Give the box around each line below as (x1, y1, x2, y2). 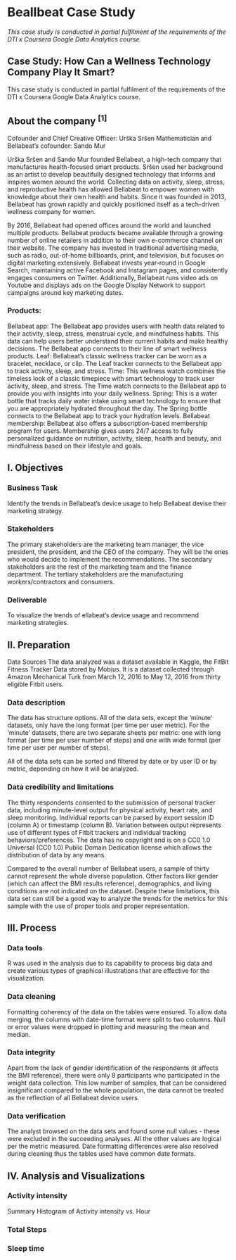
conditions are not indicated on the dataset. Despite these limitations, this (7, 886, 220, 895)
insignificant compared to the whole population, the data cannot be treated (7, 1085, 224, 1095)
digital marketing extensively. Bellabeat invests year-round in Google (7, 258, 206, 267)
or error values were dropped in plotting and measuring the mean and (7, 1022, 209, 1031)
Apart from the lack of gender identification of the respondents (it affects (7, 1064, 219, 1072)
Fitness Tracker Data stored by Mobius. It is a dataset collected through (7, 664, 214, 673)
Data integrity (7, 1047, 55, 1057)
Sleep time (7, 1243, 44, 1253)
